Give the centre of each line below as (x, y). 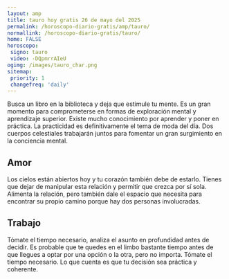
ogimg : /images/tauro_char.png (52, 65)
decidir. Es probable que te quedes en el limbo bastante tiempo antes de (110, 247)
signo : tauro (29, 53)
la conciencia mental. (37, 141)
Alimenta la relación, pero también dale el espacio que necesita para (105, 194)
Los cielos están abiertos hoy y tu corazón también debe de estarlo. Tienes (114, 179)
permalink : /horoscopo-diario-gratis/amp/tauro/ (79, 26)
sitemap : (20, 71)
